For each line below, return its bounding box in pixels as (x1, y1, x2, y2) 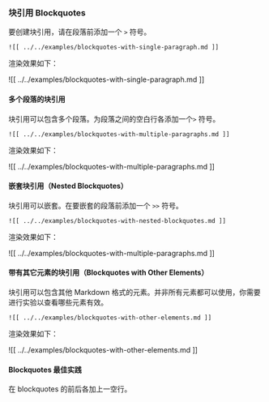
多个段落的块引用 (8, 94, 66, 104)
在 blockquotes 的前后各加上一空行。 (8, 384, 132, 394)
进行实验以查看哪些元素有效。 (8, 297, 108, 307)
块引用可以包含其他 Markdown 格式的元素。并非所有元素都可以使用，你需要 (8, 287, 261, 297)
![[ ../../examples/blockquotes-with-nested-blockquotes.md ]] (8, 216, 227, 225)
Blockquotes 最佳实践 (8, 365, 83, 374)
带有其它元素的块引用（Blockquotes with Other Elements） (8, 267, 209, 277)
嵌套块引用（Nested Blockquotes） (8, 181, 128, 191)
